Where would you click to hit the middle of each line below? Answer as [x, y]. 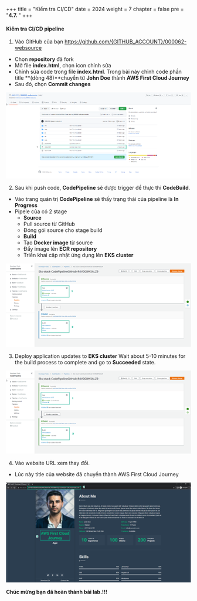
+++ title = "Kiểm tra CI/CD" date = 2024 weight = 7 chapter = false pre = [95, 9]
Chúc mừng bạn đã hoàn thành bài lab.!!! [57, 592]
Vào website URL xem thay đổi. [52, 463]
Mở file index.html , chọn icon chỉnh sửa [63, 66]
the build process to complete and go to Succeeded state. [85, 363]
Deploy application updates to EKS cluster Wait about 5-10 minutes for [100, 356]
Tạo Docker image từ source [58, 243]
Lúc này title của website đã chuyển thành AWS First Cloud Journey [96, 474]
